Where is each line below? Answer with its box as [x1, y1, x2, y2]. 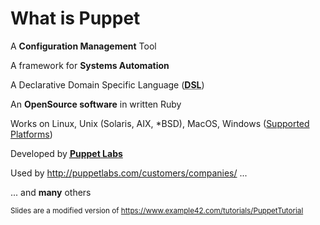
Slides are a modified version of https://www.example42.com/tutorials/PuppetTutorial [10, 205, 304, 216]
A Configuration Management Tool [10, 40, 157, 52]
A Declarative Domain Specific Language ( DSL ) [10, 78, 205, 91]
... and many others [10, 186, 92, 198]
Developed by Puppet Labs [10, 147, 123, 159]
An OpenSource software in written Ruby [10, 98, 182, 110]
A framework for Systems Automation [10, 59, 170, 71]
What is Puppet [10, 7, 141, 30]
